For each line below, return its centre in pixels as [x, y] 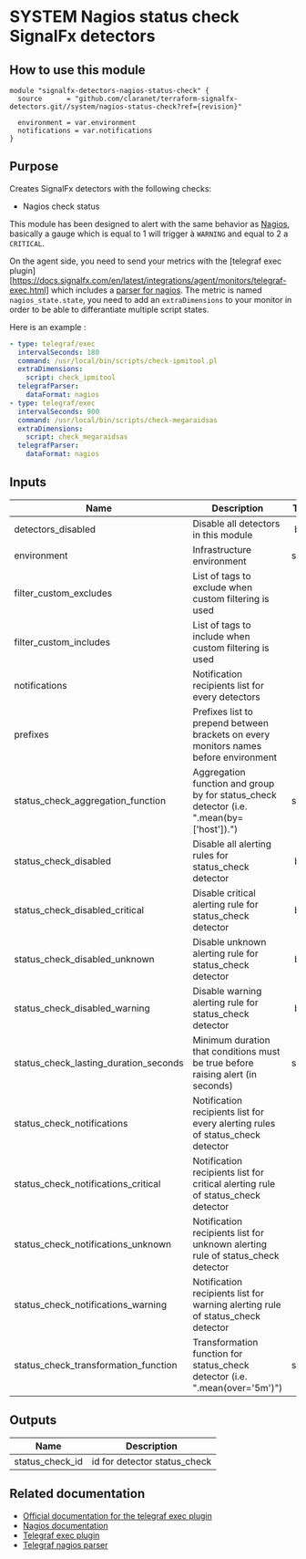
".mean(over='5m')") [238, 1388]
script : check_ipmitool [71, 378]
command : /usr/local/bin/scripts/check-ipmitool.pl [118, 361]
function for [218, 1354]
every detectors [227, 697]
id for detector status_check [152, 1461]
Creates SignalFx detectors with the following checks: [111, 188]
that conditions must [236, 1051]
